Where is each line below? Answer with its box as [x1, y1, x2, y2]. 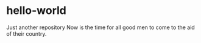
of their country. [6, 30, 47, 37]
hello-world [6, 4, 67, 18]
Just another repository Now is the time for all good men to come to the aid [6, 24, 195, 31]
